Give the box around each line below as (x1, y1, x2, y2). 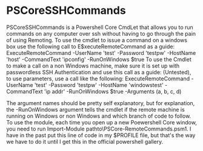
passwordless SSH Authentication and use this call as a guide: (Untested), (6, 68, 191, 75)
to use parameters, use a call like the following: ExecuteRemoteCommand (6, 75, 190, 82)
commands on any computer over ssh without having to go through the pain (6, 30, 196, 37)
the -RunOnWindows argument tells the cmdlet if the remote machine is (6, 106, 185, 113)
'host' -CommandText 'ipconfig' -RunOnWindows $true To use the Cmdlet (6, 56, 192, 63)
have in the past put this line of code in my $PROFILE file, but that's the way (6, 131, 196, 139)
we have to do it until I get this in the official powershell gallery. (6, 138, 164, 145)
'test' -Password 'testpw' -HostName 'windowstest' (34, 81, 164, 88)
